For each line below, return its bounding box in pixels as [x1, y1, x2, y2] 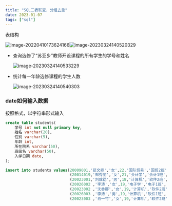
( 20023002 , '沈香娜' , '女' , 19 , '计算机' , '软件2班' [69, 187, 168, 192]
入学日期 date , [14, 153, 44, 159]
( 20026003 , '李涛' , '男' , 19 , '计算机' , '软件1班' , [69, 191, 166, 196]
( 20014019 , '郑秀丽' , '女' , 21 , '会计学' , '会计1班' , [69, 172, 168, 177]
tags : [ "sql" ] [5, 17, 36, 22]
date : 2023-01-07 [5, 12, 43, 17]
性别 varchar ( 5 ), [14, 134, 50, 140]
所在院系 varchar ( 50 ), [14, 144, 60, 149]
